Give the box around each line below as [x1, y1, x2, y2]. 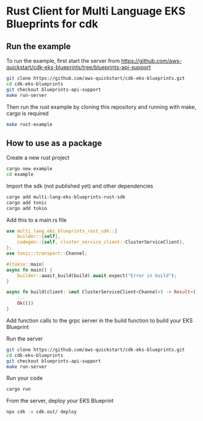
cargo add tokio [6, 205, 47, 211]
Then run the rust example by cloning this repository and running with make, [6, 103, 196, 110]
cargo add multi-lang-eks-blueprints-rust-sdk [6, 194, 126, 200]
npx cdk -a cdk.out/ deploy [6, 409, 77, 415]
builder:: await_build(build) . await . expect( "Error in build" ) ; [17, 272, 177, 279]
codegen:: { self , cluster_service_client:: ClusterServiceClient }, [17, 239, 185, 246]
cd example [6, 171, 34, 178]
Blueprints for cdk [6, 17, 98, 31]
